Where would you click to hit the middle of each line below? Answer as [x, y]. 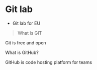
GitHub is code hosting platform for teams [48, 62]
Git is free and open [26, 43]
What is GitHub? [22, 52]
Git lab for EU [26, 23]
